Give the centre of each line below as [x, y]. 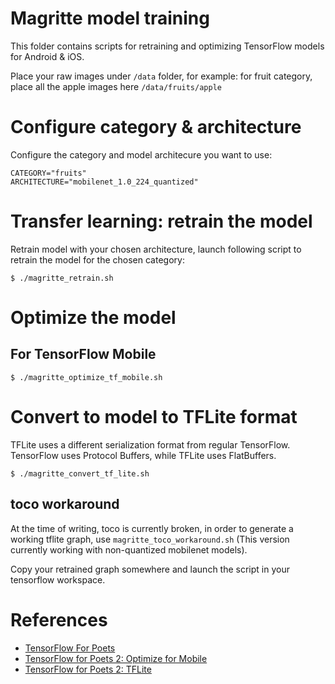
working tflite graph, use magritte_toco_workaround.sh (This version [150, 539]
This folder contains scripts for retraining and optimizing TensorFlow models [167, 46]
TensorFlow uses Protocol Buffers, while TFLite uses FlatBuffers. [143, 455]
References [59, 619]
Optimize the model [93, 318]
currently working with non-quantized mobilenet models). [129, 549]
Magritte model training [110, 18]
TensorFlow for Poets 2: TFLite [88, 669]
